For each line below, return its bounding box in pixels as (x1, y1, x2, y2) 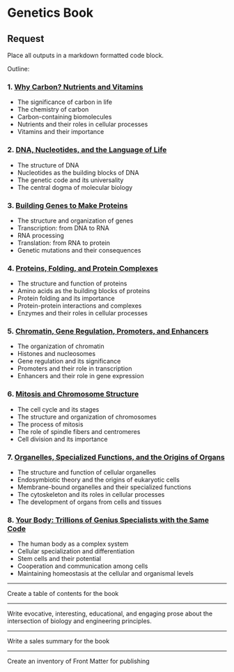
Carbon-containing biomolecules (17, 113, 112, 121)
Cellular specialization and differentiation (17, 547, 135, 555)
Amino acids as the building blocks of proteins (17, 287, 150, 295)
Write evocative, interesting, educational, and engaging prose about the (7, 609, 213, 618)
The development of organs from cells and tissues (17, 498, 162, 507)
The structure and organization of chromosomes (17, 412, 157, 421)
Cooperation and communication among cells (17, 562, 148, 570)
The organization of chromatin (17, 342, 104, 350)
